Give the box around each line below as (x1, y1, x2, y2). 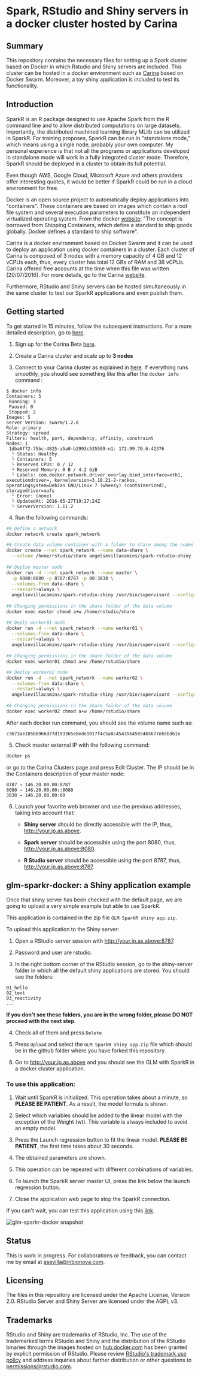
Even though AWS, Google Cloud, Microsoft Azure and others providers (6, 171, 182, 179)
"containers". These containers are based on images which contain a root (6, 202, 188, 209)
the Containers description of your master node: (6, 770, 125, 777)
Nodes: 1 (6, 440, 28, 446)
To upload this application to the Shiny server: (6, 926, 120, 933)
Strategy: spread (6, 430, 50, 436)
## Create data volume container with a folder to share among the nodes (6, 542, 194, 548)
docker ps (6, 753, 31, 759)
